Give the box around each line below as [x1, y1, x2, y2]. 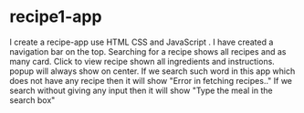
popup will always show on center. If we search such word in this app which [9, 66, 296, 77]
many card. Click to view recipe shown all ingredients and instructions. [9, 56, 276, 67]
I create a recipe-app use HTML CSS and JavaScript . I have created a [9, 36, 274, 47]
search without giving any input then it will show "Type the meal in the [9, 85, 273, 96]
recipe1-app [9, 6, 102, 27]
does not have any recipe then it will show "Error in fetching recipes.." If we [9, 75, 293, 86]
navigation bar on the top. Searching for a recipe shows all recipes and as [9, 46, 287, 56]
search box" [9, 94, 56, 106]
